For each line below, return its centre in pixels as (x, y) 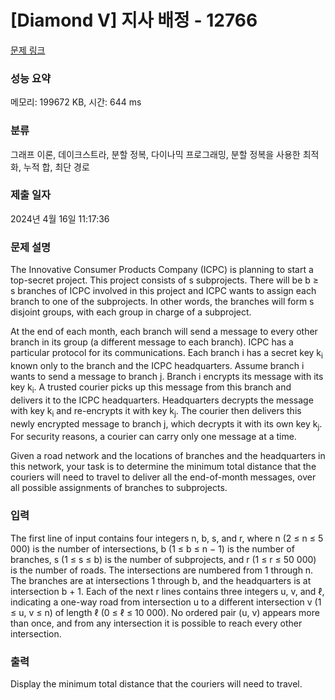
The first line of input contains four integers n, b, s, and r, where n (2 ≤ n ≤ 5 (167, 538)
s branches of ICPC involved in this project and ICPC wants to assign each (163, 291)
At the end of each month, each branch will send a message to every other (164, 332)
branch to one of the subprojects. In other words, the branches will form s (162, 302)
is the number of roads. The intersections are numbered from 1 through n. (162, 570)
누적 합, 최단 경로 (56, 167)
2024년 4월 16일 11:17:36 (60, 218)
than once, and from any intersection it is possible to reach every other (156, 623)
